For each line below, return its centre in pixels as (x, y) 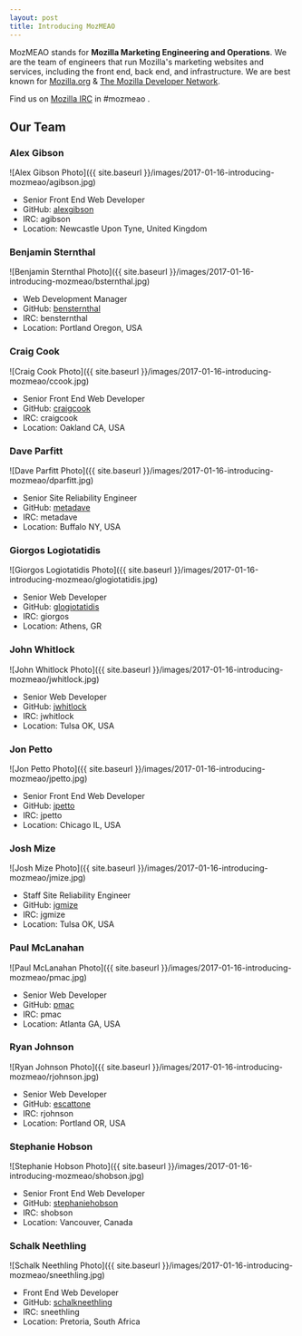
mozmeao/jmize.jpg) (48, 878)
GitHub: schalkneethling (68, 1302)
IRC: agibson (46, 219)
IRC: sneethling (51, 1312)
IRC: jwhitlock (48, 716)
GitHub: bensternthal (62, 308)
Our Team (38, 127)
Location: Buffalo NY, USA (71, 527)
